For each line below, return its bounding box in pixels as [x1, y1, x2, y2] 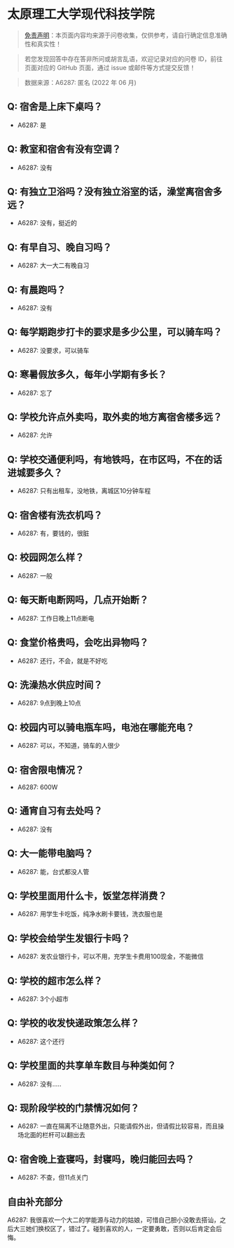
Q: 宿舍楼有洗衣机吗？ [7, 509, 103, 521]
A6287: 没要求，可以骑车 [17, 346, 90, 354]
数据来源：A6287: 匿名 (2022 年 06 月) [24, 78, 137, 86]
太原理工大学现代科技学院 [7, 6, 156, 22]
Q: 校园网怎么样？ [7, 551, 85, 563]
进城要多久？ [7, 467, 63, 478]
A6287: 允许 [17, 431, 53, 439]
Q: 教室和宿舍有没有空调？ [7, 143, 121, 155]
